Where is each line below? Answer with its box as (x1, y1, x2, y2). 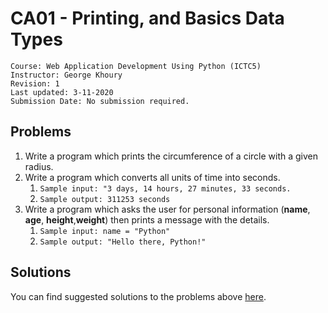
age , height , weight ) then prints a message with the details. (24, 213, 270, 226)
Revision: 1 (10, 78, 60, 89)
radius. (24, 160, 54, 172)
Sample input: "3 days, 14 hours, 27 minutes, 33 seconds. (39, 183, 292, 194)
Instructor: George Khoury (10, 70, 123, 80)
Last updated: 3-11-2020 (10, 87, 114, 97)
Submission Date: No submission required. (10, 96, 190, 106)
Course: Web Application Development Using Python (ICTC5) (10, 61, 262, 71)
